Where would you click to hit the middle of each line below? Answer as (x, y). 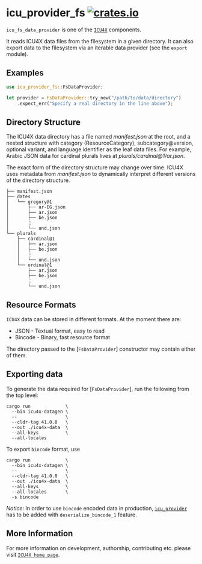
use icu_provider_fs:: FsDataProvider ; (55, 87)
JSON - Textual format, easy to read (60, 331)
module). (17, 54)
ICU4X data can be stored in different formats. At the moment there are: (94, 319)
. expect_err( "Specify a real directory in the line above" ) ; (95, 103)
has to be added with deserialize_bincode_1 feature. (72, 515)
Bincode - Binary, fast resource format (62, 337)
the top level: (22, 395)
